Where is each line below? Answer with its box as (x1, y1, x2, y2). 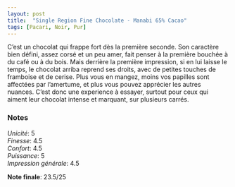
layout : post (7, 10, 46, 18)
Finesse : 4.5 (7, 136, 43, 145)
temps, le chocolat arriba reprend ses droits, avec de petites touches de (7, 65, 216, 74)
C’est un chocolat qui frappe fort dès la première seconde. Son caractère (7, 43, 220, 52)
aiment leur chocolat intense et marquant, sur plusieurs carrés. (7, 95, 189, 104)
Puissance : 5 (7, 151, 45, 159)
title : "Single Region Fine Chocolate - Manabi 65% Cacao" (7, 17, 188, 24)
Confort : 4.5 (7, 144, 42, 152)
